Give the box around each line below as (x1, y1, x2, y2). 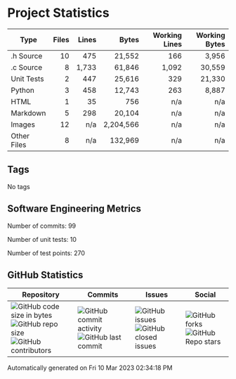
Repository (22, 290, 60, 300)
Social (194, 290, 216, 300)
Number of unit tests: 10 (7, 235, 77, 243)
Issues (145, 290, 169, 300)
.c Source (11, 62, 43, 72)
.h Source (11, 51, 43, 60)
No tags (7, 182, 30, 191)
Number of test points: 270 (7, 248, 86, 257)
